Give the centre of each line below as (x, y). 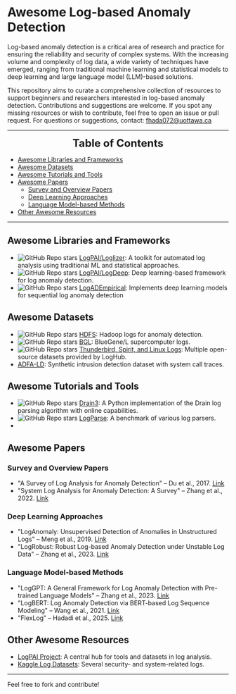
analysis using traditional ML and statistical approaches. (99, 265)
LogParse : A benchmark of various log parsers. (147, 418)
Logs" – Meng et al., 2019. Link (62, 539)
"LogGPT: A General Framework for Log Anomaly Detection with (110, 588)
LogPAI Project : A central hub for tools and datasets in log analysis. (114, 657)
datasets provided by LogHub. (83, 357)
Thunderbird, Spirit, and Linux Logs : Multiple (144, 349)
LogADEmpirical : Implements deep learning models (153, 287)
